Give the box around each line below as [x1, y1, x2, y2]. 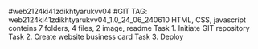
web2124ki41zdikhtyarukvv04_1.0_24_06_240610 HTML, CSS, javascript [8, 15, 247, 24]
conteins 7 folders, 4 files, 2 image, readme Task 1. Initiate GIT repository [8, 24, 251, 32]
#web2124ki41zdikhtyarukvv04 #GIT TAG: [8, 7, 148, 16]
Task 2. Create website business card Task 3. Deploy [8, 32, 184, 41]
